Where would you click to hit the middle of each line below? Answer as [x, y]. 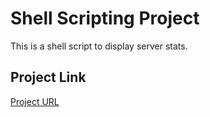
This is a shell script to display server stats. [99, 46]
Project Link [48, 77]
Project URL [35, 101]
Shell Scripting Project [105, 18]
